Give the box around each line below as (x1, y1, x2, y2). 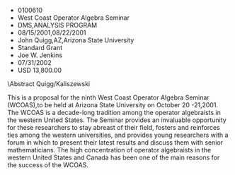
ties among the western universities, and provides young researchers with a (7, 131, 229, 139)
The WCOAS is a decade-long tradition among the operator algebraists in (7, 109, 221, 116)
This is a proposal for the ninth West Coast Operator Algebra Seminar (7, 93, 210, 102)
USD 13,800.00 (17, 66, 62, 74)
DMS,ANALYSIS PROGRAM (17, 21, 98, 29)
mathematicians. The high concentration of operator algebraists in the (7, 146, 212, 154)
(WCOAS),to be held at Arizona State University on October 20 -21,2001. (7, 101, 218, 109)
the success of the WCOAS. (7, 161, 88, 169)
